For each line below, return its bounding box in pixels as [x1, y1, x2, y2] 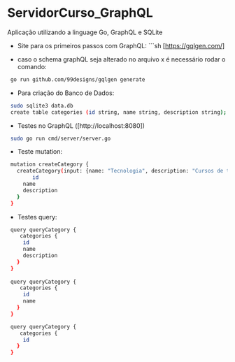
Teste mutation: [17, 147, 63, 156]
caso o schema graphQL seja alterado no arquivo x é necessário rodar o [17, 55, 226, 64]
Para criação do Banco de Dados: [17, 89, 115, 97]
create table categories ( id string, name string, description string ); [10, 108, 227, 116]
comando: [17, 62, 47, 71]
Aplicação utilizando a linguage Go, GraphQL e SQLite [7, 28, 163, 36]
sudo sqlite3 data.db [10, 102, 73, 109]
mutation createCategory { [10, 161, 90, 168]
